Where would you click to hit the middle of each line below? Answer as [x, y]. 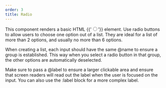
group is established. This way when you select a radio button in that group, [83, 55]
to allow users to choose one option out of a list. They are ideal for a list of [82, 34]
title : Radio [19, 14]
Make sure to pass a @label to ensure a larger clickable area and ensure [79, 70]
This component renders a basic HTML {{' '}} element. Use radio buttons [83, 29]
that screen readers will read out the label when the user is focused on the [82, 75]
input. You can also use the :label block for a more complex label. [72, 80]
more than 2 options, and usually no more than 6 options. [64, 40]
